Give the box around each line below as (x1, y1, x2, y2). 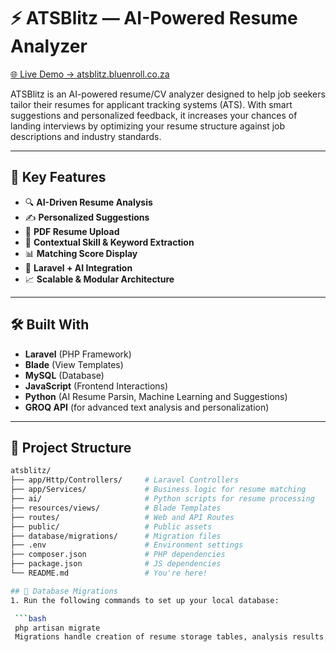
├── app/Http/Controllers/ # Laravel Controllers (10, 475, 240, 485)
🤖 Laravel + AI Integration (24, 261, 133, 274)
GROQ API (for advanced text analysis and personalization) (24, 401, 270, 413)
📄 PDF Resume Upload (24, 225, 120, 237)
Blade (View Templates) (24, 358, 124, 370)
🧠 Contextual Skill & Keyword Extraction (24, 236, 195, 248)
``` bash (14, 613, 47, 624)
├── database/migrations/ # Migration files (10, 531, 222, 541)
